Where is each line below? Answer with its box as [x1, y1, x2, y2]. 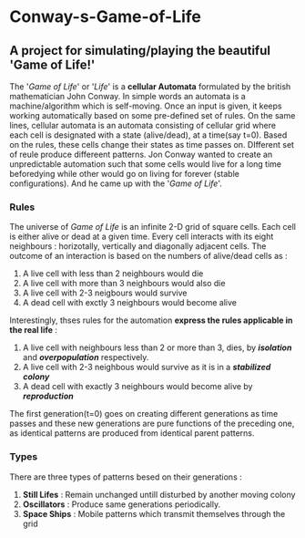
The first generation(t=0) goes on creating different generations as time [9, 409, 279, 419]
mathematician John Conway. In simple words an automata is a [9, 91, 246, 101]
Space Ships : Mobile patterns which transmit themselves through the [22, 508, 286, 519]
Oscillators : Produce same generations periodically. [22, 499, 221, 510]
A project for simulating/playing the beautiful [9, 43, 271, 58]
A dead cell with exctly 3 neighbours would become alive [22, 297, 237, 308]
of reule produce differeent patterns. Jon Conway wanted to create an [9, 149, 273, 160]
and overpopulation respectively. [22, 352, 149, 363]
